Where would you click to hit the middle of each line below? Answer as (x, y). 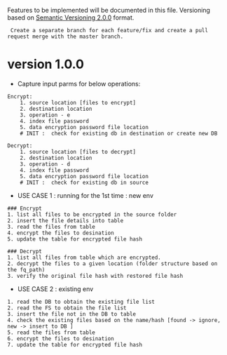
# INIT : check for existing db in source (84, 182)
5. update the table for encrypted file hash (75, 239)
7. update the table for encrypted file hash (75, 344)
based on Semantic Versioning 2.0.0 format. (71, 18)
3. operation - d (45, 164)
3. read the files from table (51, 227)
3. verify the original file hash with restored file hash (95, 276)
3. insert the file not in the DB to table (72, 314)
